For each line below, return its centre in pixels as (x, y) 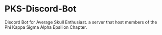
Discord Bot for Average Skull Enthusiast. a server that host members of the (81, 22)
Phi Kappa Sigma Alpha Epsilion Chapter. (46, 27)
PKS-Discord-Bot (40, 9)
